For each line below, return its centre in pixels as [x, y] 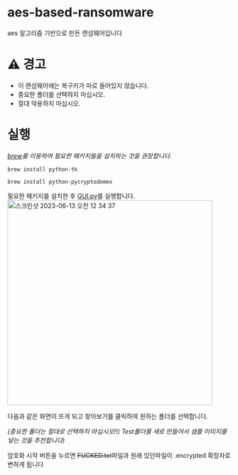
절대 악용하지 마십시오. [49, 103]
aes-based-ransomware [81, 12]
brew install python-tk [43, 169]
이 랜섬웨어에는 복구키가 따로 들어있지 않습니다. [83, 85]
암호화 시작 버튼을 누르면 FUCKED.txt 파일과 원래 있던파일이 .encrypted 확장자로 [119, 455]
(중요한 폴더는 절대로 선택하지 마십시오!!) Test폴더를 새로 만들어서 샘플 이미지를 [117, 431]
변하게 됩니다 [26, 464]
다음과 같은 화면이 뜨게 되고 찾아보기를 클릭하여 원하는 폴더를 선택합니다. [108, 416]
